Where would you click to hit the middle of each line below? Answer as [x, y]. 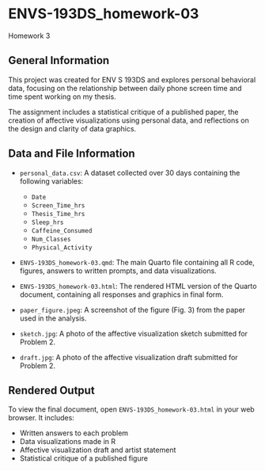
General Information [59, 61]
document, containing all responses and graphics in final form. [121, 294]
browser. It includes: [42, 418]
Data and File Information [72, 154]
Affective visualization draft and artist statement [98, 450]
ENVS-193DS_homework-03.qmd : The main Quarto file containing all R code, [137, 262]
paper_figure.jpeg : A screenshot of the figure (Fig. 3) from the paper [132, 310]
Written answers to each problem [74, 433]
